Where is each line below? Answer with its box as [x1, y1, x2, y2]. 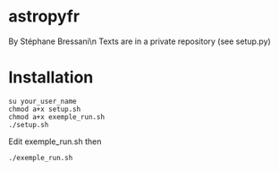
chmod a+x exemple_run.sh [8, 112, 105, 122]
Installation [8, 67, 94, 88]
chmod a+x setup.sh [8, 105, 81, 114]
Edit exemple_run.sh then [8, 136, 102, 147]
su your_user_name [8, 97, 77, 106]
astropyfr [8, 6, 80, 27]
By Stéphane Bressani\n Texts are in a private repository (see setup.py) [8, 36, 272, 47]
